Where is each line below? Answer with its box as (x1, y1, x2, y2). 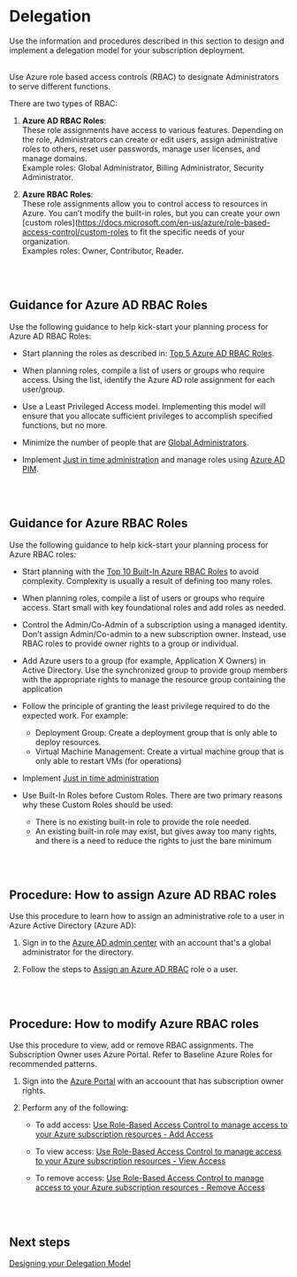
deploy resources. (34, 736, 102, 747)
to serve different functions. (9, 81, 110, 91)
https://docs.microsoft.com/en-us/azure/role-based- (78, 217, 271, 228)
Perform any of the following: (21, 1102, 129, 1113)
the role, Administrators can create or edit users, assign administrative (21, 134, 278, 144)
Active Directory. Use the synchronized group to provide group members (21, 665, 288, 675)
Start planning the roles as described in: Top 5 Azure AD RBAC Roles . (21, 347, 275, 358)
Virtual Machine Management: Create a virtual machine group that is (34, 746, 285, 757)
